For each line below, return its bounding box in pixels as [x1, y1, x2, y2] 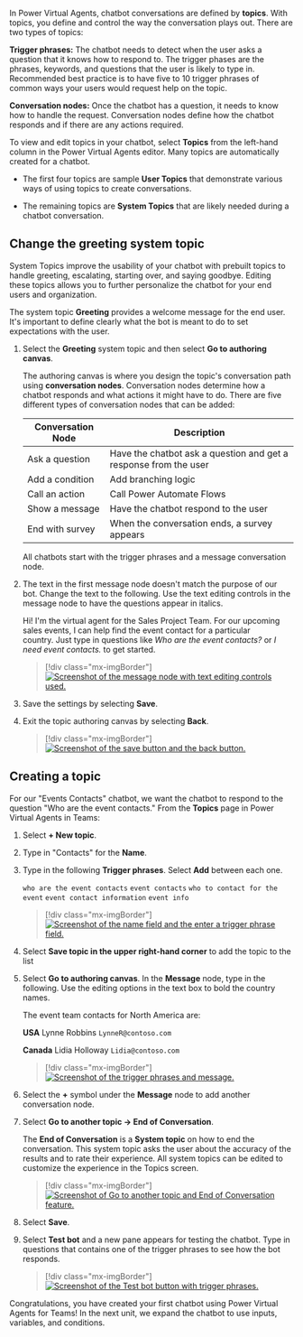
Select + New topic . [22, 830, 97, 840]
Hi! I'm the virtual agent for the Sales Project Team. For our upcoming [22, 615, 280, 626]
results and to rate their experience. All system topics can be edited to [22, 1153, 284, 1164]
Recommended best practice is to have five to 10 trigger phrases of [9, 73, 260, 84]
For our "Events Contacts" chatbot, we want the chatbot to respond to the [9, 793, 284, 803]
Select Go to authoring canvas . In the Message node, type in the [22, 972, 266, 983]
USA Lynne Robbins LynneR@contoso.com [22, 1026, 172, 1037]
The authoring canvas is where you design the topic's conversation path [22, 370, 291, 381]
